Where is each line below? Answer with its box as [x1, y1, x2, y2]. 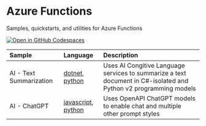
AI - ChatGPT [9, 102, 49, 110]
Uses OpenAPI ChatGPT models [103, 94, 196, 102]
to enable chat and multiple [103, 102, 182, 110]
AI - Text [9, 69, 36, 77]
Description [103, 51, 139, 59]
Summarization [9, 76, 53, 85]
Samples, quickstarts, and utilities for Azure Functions [6, 24, 143, 32]
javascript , [63, 98, 94, 106]
